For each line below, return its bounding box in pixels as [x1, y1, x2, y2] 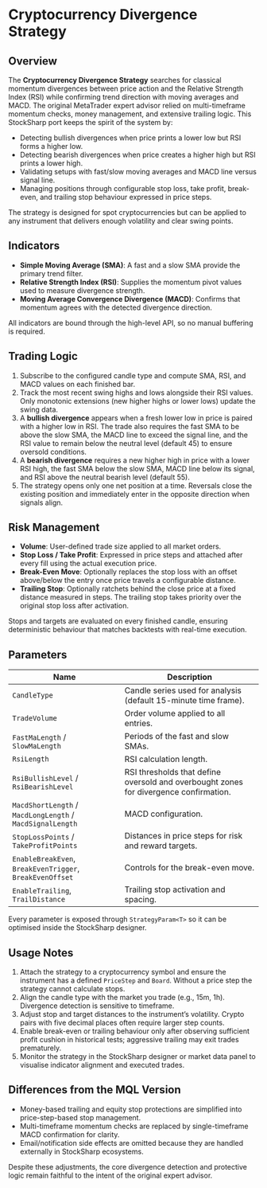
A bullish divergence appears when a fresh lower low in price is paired [19, 412, 253, 423]
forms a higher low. [19, 142, 83, 150]
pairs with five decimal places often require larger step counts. [19, 1018, 225, 1028]
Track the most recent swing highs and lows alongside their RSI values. [19, 388, 253, 397]
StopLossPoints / [12, 831, 75, 842]
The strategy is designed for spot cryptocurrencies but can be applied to [8, 208, 246, 217]
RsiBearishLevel [12, 783, 74, 791]
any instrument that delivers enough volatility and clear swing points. [8, 217, 234, 225]
